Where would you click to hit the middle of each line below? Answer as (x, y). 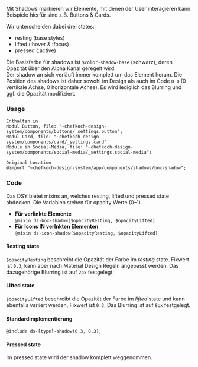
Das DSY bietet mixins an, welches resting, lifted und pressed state (88, 196)
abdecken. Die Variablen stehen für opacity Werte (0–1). (74, 202)
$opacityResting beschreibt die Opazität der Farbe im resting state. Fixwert (98, 259)
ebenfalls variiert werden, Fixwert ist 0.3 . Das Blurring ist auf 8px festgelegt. (98, 305)
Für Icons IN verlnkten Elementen (56, 226)
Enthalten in (22, 121)
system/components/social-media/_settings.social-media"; (79, 153)
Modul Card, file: (29, 137)
